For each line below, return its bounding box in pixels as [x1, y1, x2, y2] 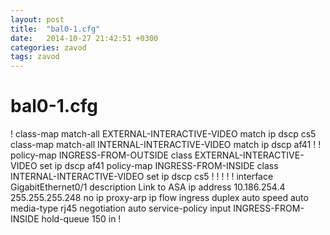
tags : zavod [10, 52, 60, 62]
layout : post [10, 14, 65, 25]
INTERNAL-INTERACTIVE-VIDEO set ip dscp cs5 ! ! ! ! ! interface [10, 171, 274, 183]
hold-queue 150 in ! [41, 213, 122, 225]
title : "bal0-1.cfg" [10, 24, 101, 34]
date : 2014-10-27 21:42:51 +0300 [10, 33, 159, 43]
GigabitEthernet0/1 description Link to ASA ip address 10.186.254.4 [10, 181, 286, 193]
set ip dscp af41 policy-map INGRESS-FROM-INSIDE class [39, 160, 279, 172]
